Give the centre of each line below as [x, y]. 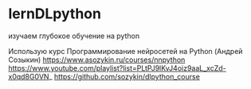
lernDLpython [55, 14]
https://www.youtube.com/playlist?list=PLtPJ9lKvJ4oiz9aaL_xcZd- [117, 68]
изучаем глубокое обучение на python [74, 36]
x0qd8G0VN [29, 76]
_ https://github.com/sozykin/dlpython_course [125, 76]
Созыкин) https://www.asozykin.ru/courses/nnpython [97, 60]
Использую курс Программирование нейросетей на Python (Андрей [125, 51]
